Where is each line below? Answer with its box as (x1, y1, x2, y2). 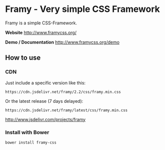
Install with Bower (5, 129, 50, 136)
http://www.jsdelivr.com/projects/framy (5, 116, 86, 122)
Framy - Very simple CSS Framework (5, 3, 160, 15)
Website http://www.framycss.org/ (5, 29, 77, 35)
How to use (5, 54, 41, 62)
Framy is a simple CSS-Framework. (5, 20, 78, 26)
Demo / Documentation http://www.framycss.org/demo (5, 39, 120, 45)
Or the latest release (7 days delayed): (5, 98, 83, 104)
